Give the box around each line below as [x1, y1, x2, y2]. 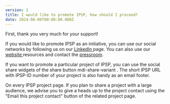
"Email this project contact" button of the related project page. [5, 93, 136, 99]
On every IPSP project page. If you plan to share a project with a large [5, 82, 152, 88]
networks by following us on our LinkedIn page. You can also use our [5, 46, 151, 53]
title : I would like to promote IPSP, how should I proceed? [5, 12, 138, 17]
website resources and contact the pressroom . [5, 51, 104, 58]
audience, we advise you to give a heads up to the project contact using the [5, 88, 165, 94]
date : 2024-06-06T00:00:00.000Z [5, 17, 74, 22]
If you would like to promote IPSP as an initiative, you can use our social [5, 41, 156, 47]
